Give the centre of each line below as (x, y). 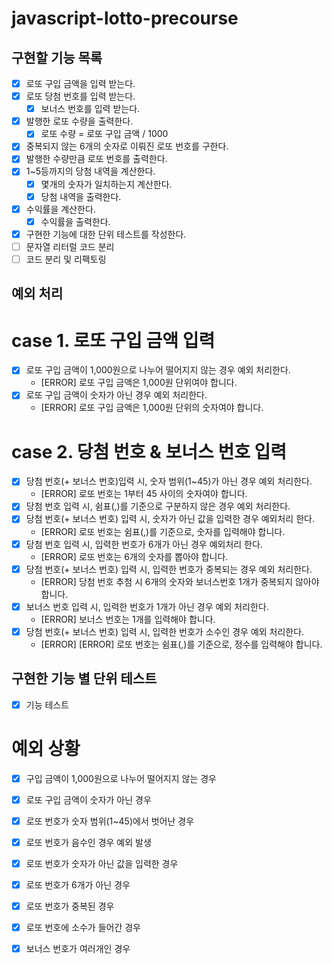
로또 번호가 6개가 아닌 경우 (78, 884)
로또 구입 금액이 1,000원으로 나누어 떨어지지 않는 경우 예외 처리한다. (158, 370)
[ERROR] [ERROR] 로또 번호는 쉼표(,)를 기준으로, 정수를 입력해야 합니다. (181, 644)
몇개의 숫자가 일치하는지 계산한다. (106, 184)
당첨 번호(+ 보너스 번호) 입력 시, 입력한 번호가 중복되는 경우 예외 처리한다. (169, 569)
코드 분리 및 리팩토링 (66, 259)
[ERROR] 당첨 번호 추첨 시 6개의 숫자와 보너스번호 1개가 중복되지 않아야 (180, 581)
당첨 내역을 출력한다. (81, 196)
